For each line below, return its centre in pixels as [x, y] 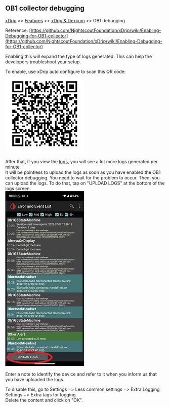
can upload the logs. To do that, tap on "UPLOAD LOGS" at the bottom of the [85, 183]
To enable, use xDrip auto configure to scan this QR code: [66, 71]
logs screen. [18, 188]
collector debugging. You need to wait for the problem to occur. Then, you [82, 177]
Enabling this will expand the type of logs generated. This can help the [79, 56]
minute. [13, 167]
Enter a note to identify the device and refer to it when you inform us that [81, 374]
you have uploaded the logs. [35, 379]
